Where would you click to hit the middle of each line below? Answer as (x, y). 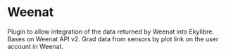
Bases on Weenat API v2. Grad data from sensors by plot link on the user (113, 38)
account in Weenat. (36, 46)
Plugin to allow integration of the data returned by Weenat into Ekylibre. (111, 31)
